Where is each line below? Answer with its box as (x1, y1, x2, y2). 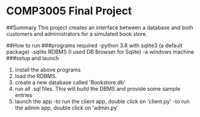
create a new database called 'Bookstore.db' (14, 79, 126, 86)
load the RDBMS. (14, 72, 57, 79)
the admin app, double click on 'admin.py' (14, 104, 119, 111)
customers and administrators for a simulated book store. (6, 30, 148, 37)
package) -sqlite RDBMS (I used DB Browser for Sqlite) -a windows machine (6, 48, 195, 55)
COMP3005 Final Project (6, 4, 132, 18)
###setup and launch (6, 54, 59, 61)
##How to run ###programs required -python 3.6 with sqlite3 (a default (6, 42, 183, 49)
